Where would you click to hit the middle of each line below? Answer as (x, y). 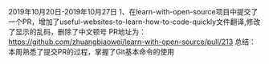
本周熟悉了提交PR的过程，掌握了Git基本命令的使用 (92, 52)
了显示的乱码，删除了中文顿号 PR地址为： (77, 32)
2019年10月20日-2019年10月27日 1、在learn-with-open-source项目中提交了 (133, 12)
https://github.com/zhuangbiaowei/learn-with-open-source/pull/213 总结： (132, 42)
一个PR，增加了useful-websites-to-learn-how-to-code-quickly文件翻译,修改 (134, 22)
